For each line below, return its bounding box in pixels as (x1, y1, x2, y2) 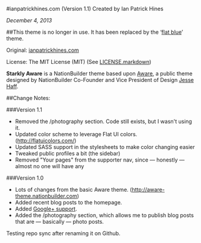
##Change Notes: (6, 95, 51, 101)
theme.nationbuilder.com (14, 192, 77, 200)
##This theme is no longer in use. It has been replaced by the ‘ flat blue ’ (6, 28, 183, 36)
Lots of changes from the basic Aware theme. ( (14, 186, 132, 193)
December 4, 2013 (6, 17, 53, 24)
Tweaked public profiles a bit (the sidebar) (14, 150, 121, 157)
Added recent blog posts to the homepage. (14, 199, 123, 206)
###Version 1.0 (6, 174, 44, 181)
